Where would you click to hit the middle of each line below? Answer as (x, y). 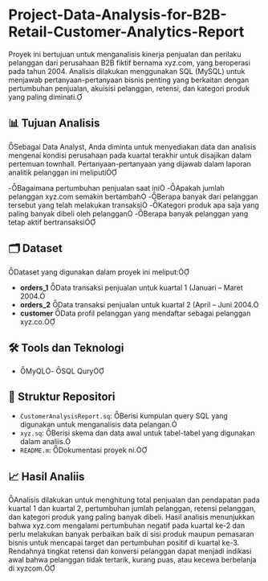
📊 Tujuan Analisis (54, 124)
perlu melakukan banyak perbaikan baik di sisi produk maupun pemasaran (131, 534)
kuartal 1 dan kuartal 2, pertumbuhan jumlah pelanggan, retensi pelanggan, (132, 508)
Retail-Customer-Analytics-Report (126, 32)
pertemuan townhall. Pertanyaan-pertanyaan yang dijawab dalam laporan (130, 163)
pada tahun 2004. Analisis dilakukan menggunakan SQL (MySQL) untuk (127, 71)
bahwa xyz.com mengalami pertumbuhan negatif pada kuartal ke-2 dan (127, 525)
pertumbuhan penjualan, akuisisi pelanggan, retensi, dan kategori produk (129, 88)
